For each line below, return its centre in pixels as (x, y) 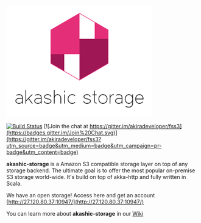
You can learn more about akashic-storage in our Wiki (75, 214)
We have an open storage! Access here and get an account (81, 195)
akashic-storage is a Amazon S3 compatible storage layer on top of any (97, 164)
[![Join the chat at (66, 126)
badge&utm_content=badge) (42, 152)
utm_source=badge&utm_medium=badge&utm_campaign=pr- (84, 146)
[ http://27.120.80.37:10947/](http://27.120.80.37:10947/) (75, 202)
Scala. (14, 183)
